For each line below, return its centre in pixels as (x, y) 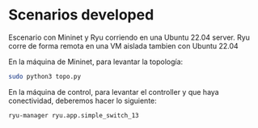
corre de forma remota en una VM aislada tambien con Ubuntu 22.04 (123, 45)
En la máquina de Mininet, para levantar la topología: (96, 62)
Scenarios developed (81, 15)
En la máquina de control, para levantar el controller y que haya (114, 92)
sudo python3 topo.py (45, 76)
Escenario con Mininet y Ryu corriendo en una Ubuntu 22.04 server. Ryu (129, 37)
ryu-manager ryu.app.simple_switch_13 (74, 115)
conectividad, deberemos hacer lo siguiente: (83, 100)
